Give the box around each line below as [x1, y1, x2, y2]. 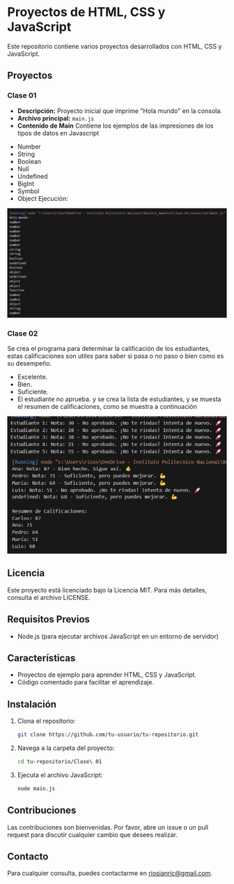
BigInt [17, 179, 35, 188]
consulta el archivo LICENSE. [7, 593, 91, 601]
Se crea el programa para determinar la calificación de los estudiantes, [7, 345, 210, 353]
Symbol [17, 186, 40, 195]
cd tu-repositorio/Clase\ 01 [17, 758, 102, 765]
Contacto [7, 851, 49, 862]
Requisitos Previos [7, 613, 91, 625]
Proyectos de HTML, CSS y [7, 4, 166, 20]
